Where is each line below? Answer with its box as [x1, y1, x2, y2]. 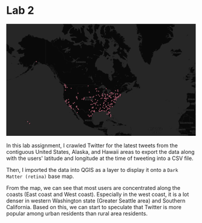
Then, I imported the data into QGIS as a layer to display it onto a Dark [6, 166, 179, 173]
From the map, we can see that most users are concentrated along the [6, 184, 180, 191]
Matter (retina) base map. [6, 173, 75, 180]
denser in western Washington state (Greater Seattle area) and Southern [6, 197, 186, 204]
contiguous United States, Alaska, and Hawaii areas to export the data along [6, 148, 195, 155]
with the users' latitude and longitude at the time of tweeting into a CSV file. [6, 154, 194, 162]
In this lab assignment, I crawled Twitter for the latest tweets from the [6, 142, 179, 149]
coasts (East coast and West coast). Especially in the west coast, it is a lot [6, 191, 189, 198]
